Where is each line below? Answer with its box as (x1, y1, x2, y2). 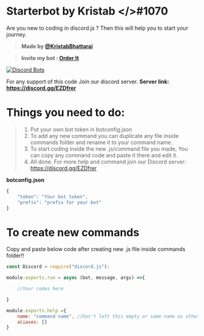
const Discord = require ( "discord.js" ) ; (6, 264, 110, 270)
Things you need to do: (6, 106, 125, 120)
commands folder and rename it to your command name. (30, 139, 173, 146)
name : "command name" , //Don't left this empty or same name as (17, 313, 183, 320)
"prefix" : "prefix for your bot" (17, 199, 102, 205)
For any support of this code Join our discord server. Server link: (6, 78, 169, 85)
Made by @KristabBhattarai (21, 43, 93, 50)
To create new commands (6, 225, 140, 239)
